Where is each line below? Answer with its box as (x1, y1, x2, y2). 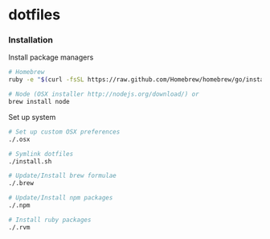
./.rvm (8, 223, 31, 231)
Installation (8, 35, 54, 46)
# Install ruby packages (8, 216, 92, 224)
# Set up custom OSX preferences (8, 127, 121, 136)
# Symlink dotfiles (8, 150, 74, 158)
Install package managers (8, 52, 94, 62)
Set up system (8, 112, 56, 122)
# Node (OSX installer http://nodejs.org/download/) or (8, 90, 199, 98)
